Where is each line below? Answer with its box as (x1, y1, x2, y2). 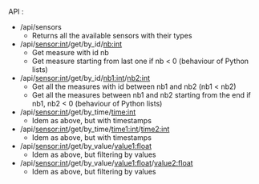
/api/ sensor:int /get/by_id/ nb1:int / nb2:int (19, 74, 151, 82)
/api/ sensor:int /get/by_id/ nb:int (19, 39, 123, 49)
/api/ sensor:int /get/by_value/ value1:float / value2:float (19, 158, 194, 167)
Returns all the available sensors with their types (31, 31, 192, 40)
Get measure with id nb (31, 48, 110, 57)
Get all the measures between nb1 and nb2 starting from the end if (31, 90, 251, 99)
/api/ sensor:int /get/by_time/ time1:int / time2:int (19, 124, 170, 134)
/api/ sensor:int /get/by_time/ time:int (19, 107, 136, 117)
